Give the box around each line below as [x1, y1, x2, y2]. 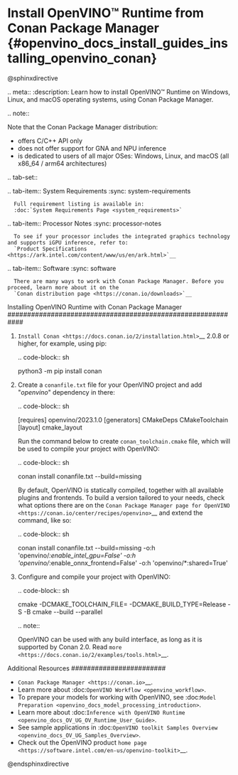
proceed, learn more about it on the [7, 284, 119, 291]
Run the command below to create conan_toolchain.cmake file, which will [17, 437, 231, 445]
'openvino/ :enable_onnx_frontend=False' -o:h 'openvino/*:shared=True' [17, 558, 229, 567]
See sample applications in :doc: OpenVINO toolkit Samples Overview [17, 723, 218, 732]
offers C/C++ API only [17, 137, 83, 145]
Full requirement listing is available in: [13, 201, 144, 208]
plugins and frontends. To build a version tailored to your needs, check [17, 493, 225, 502]
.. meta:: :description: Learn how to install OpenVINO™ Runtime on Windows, [7, 87, 231, 96]
